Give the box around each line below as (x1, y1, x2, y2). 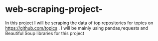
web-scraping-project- (5, 3, 103, 15)
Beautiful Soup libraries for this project (5, 30, 85, 36)
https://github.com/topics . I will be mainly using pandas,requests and (5, 25, 149, 31)
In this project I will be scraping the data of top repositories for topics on (5, 20, 154, 26)
